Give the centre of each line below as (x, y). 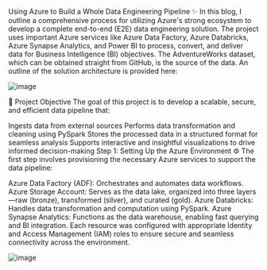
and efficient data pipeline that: (59, 110)
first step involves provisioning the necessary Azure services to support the (132, 159)
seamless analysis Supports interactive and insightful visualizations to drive (132, 143)
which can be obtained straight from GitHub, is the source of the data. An (128, 62)
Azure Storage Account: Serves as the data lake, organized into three (122, 191)
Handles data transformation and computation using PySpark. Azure (120, 208)
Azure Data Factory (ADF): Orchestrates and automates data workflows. (126, 183)
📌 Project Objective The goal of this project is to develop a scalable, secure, (132, 102)
